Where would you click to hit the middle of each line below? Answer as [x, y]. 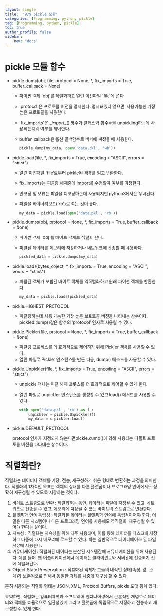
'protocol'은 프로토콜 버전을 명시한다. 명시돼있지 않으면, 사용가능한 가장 [87, 106]
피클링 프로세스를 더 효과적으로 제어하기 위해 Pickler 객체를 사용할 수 [84, 347]
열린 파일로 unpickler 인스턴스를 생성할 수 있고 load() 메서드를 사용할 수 [88, 395]
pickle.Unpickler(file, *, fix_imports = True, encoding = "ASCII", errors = [83, 369]
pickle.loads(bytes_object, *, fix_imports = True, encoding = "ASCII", [80, 266]
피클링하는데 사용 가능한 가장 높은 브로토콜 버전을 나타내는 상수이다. [84, 316]
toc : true [15, 28]
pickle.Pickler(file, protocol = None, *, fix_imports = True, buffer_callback [85, 332]
